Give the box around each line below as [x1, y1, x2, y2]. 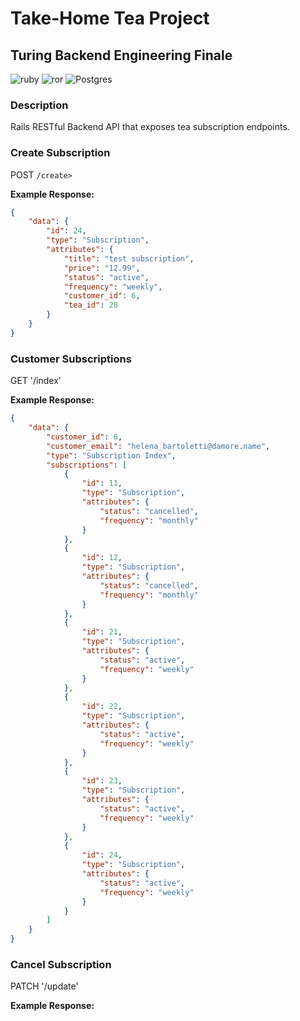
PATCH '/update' [10, 980, 79, 992]
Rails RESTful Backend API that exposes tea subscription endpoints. [10, 121, 290, 133]
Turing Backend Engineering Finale [10, 47, 233, 64]
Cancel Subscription [10, 957, 112, 971]
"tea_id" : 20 [63, 300, 118, 311]
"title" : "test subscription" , [63, 253, 195, 264]
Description [10, 98, 69, 112]
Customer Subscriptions [10, 352, 132, 366]
